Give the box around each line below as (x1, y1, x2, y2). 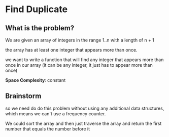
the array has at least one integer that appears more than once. (5, 47, 138, 53)
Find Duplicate (5, 4, 67, 15)
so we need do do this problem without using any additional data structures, (5, 105, 164, 111)
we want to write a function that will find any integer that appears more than (5, 57, 164, 63)
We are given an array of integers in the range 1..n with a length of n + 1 (5, 37, 155, 43)
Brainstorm (5, 92, 42, 101)
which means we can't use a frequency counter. (5, 110, 106, 117)
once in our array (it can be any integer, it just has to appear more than (5, 62, 153, 68)
